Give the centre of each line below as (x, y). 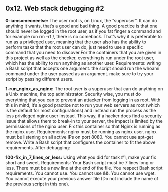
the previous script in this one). (37, 184)
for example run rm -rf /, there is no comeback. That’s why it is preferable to (83, 36)
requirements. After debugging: (38, 147)
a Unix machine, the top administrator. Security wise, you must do (73, 94)
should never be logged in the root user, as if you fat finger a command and (83, 31)
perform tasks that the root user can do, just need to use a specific (74, 47)
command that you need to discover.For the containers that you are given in (83, 52)
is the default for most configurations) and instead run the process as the (81, 110)
